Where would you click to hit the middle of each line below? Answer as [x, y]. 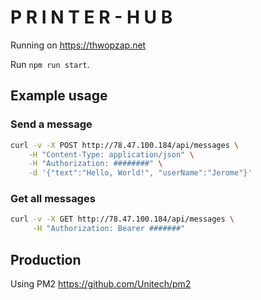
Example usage [59, 96]
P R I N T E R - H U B [91, 17]
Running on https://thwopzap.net [78, 45]
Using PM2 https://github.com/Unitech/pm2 [101, 283]
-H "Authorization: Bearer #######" [109, 229]
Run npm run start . [50, 64]
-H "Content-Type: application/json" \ [111, 154]
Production [46, 259]
